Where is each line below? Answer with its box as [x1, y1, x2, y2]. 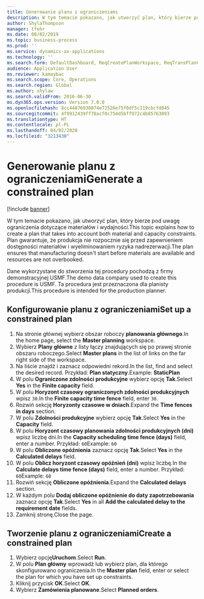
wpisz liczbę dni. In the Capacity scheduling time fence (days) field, [15, 433, 187, 440]
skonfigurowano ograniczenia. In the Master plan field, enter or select [15, 567, 189, 574]
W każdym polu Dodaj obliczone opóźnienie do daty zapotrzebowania [15, 491, 194, 499]
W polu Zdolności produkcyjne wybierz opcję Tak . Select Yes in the [15, 414, 185, 421]
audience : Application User [7, 65, 78, 72]
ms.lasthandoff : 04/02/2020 [7, 128, 78, 134]
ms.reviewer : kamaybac [7, 71, 64, 77]
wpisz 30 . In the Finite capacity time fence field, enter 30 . [15, 394, 159, 402]
